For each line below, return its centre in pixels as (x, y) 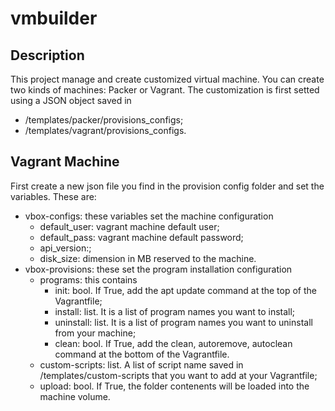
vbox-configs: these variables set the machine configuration (149, 216)
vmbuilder (54, 18)
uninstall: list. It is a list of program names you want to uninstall (183, 322)
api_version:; (65, 248)
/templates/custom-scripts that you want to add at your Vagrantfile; (178, 375)
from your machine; (95, 333)
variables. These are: (53, 196)
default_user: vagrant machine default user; (129, 226)
